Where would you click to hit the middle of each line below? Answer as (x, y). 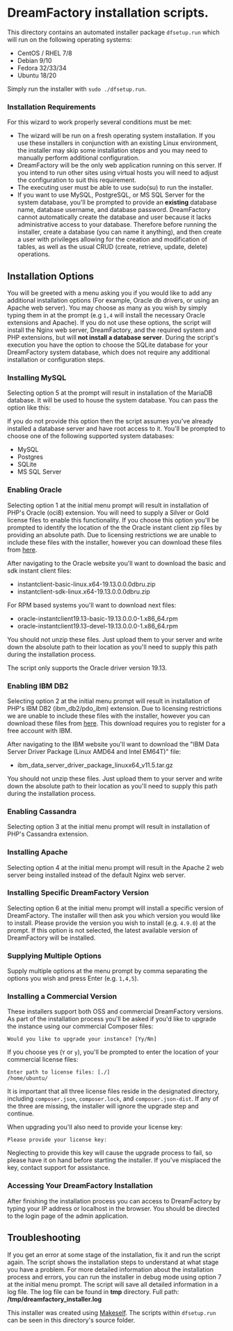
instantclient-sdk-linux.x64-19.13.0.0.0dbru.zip (84, 592)
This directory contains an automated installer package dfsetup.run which (114, 32)
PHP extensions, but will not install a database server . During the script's (113, 338)
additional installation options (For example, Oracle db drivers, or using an (113, 301)
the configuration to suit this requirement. (77, 180)
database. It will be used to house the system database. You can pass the (113, 400)
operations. (34, 254)
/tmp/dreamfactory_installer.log (55, 1299)
